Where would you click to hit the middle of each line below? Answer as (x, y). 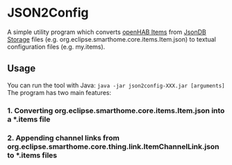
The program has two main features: (59, 92)
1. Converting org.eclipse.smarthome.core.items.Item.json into (116, 110)
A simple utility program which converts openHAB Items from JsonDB (107, 32)
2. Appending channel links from (64, 138)
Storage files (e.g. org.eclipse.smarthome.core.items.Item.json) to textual (112, 39)
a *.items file (29, 119)
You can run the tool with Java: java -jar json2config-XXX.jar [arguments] (116, 85)
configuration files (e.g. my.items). (56, 46)
